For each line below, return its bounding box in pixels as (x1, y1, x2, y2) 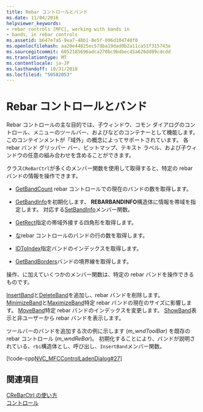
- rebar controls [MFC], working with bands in (6, 26, 130, 32)
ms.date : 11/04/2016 (6, 15, 59, 21)
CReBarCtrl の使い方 (6, 392, 58, 399)
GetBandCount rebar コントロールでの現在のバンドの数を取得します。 (15, 185, 192, 193)
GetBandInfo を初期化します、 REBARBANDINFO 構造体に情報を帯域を (15, 198, 191, 205)
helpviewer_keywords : (6, 20, 62, 26)
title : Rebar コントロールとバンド (6, 9, 88, 15)
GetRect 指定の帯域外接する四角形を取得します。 (15, 219, 138, 226)
